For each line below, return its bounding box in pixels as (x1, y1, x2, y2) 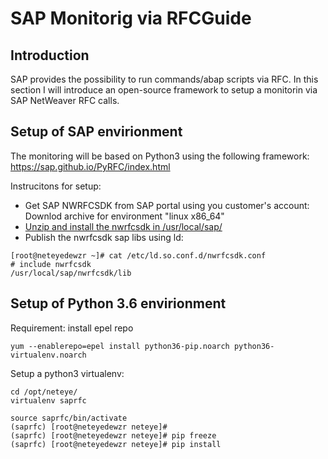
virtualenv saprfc (10, 395, 87, 406)
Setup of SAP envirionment (10, 123, 183, 141)
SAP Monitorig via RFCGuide (10, 7, 252, 30)
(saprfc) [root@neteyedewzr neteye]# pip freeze (10, 430, 217, 441)
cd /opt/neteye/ (10, 387, 78, 397)
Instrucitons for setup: (10, 180, 102, 192)
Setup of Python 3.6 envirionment (10, 295, 227, 312)
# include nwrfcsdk (10, 259, 92, 269)
